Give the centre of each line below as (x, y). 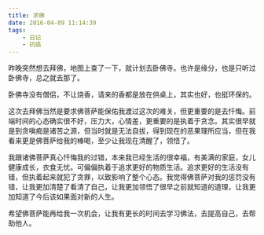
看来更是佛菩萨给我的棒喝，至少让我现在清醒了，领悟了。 (101, 141)
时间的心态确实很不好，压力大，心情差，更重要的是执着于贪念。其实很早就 (135, 121)
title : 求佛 (26, 15)
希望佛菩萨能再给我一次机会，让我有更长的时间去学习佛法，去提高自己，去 (128, 214)
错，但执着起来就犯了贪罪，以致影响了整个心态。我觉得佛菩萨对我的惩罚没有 (132, 177)
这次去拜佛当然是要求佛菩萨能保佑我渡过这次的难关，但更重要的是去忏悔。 (128, 112)
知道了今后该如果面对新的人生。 (66, 196)
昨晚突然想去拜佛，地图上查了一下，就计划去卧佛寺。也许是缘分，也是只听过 (132, 68)
